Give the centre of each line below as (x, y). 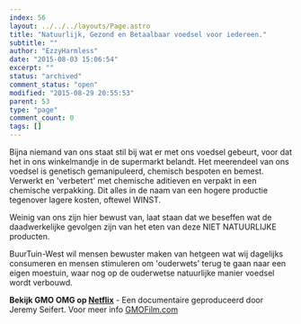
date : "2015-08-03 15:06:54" (64, 59)
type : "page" (34, 110)
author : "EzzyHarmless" (54, 51)
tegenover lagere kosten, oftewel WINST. (85, 200)
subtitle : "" (34, 43)
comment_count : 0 (42, 118)
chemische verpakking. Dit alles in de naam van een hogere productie (138, 190)
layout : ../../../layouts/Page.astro (80, 26)
